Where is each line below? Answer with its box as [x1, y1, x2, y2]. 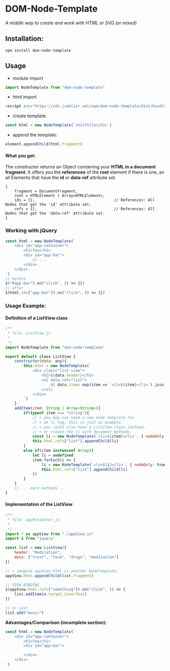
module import [12, 75, 44, 81]
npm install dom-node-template [5, 48, 71, 53]
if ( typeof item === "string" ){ [23, 410, 90, 415]
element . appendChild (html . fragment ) [5, 142, 82, 147]
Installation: [5, 34, 44, 43]
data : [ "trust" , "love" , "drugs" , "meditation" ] [14, 555, 119, 560]
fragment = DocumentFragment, [14, 189, 78, 194]
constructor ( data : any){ [14, 359, 67, 364]
